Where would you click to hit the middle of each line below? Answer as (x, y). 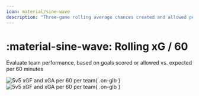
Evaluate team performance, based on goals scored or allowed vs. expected (99, 63)
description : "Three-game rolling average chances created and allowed (96, 17)
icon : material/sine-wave (38, 12)
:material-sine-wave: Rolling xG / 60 (97, 47)
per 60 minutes (25, 69)
